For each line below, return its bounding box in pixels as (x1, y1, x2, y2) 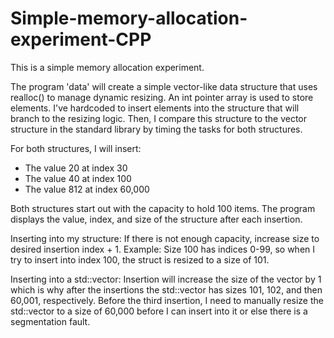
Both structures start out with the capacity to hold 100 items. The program (10, 202, 316, 214)
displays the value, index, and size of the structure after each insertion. (10, 213, 303, 225)
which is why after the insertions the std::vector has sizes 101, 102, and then (10, 283, 323, 296)
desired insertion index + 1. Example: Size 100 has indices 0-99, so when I (10, 243, 316, 255)
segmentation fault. (10, 315, 91, 327)
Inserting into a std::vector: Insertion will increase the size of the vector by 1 (10, 273, 322, 285)
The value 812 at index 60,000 (24, 183, 150, 195)
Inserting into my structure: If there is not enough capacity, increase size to (10, 232, 320, 244)
